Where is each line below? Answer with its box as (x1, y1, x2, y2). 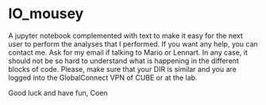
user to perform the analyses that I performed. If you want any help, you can (8, 39, 258, 48)
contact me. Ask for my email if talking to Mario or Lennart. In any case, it (8, 47, 249, 57)
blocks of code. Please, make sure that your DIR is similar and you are (8, 64, 237, 73)
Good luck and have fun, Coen (8, 88, 109, 97)
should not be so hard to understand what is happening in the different (8, 56, 240, 66)
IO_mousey (8, 5, 84, 23)
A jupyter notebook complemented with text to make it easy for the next (8, 31, 244, 40)
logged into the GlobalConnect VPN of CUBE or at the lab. (8, 73, 198, 82)
